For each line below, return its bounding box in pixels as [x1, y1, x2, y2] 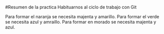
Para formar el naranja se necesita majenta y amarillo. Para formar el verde [5, 14, 159, 19]
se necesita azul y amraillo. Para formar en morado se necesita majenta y [5, 19, 156, 25]
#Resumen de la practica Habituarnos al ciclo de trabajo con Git [5, 4, 137, 10]
